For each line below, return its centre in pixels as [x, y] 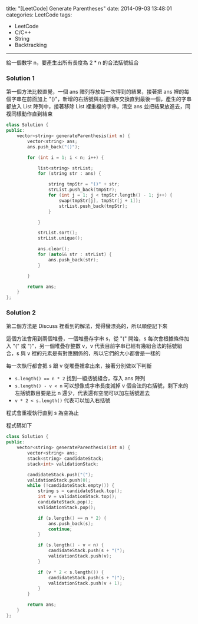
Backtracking [31, 45]
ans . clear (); [53, 249]
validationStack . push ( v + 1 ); [85, 583]
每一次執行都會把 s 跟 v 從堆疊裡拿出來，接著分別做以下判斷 [79, 366]
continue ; [60, 529]
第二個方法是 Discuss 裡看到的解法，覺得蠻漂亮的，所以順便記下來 [87, 326]
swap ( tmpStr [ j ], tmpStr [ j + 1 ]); [100, 200]
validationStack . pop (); [67, 507]
